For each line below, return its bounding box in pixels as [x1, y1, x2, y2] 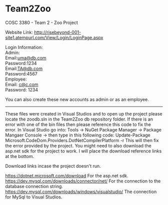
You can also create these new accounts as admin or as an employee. [5, 96, 149, 102]
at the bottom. [5, 153, 34, 159]
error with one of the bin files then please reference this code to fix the [5, 121, 151, 127]
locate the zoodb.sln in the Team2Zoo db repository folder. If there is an [5, 116, 153, 122]
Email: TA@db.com [5, 65, 43, 71]
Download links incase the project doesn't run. [5, 163, 101, 169]
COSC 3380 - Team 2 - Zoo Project [5, 19, 78, 25]
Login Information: [5, 44, 43, 50]
